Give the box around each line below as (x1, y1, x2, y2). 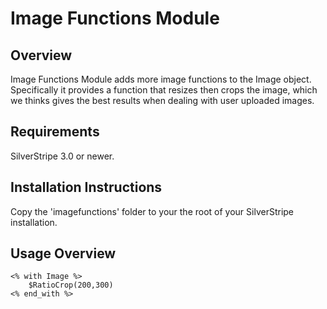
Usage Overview (10, 245, 117, 262)
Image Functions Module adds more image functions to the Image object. (10, 73, 312, 85)
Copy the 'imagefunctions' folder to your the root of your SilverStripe (10, 205, 295, 217)
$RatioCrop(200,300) (28, 280, 114, 291)
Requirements (10, 123, 100, 141)
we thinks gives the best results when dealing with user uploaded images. (10, 95, 315, 106)
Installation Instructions (10, 179, 163, 196)
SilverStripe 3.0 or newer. (10, 150, 115, 162)
